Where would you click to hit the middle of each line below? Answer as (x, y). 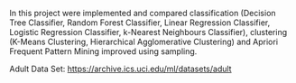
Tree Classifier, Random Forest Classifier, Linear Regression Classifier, (140, 23)
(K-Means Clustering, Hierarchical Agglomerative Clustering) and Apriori (143, 41)
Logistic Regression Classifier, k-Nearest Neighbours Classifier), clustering (148, 32)
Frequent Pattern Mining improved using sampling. (103, 51)
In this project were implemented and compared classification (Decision (143, 13)
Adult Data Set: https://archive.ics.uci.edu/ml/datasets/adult (120, 69)
